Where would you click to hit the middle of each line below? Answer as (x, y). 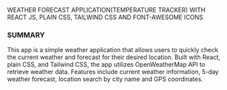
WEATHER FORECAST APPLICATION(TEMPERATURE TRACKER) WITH (106, 10)
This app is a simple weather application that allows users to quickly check (112, 50)
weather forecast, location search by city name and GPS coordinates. (105, 79)
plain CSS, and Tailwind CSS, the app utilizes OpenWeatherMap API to (106, 65)
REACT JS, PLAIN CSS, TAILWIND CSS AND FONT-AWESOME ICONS (105, 17)
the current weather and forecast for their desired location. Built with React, (114, 57)
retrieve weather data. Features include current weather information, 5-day (113, 72)
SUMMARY (26, 35)
